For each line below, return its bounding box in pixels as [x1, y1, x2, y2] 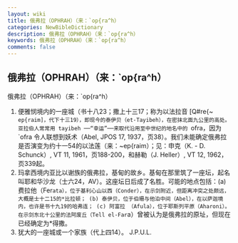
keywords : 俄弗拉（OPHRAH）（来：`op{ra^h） [7, 37, 130, 44]
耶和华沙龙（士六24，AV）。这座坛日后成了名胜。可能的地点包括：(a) [24, 177, 227, 185]
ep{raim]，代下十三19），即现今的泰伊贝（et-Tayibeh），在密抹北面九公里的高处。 [17, 116, 230, 123]
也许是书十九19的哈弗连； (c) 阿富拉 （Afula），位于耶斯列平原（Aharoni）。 [28, 202, 230, 210]
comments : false [7, 43, 56, 51]
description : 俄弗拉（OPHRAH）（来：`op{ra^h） [7, 30, 139, 38]
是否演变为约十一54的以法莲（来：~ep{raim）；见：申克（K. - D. [17, 141, 206, 150]
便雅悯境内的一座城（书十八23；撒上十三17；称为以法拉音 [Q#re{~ [17, 107, 214, 115]
